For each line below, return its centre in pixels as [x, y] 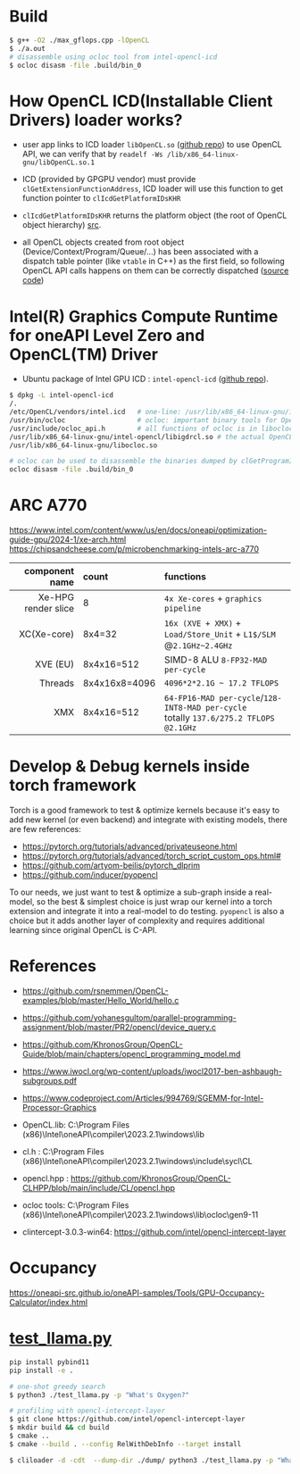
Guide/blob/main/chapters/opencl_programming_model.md [131, 1054]
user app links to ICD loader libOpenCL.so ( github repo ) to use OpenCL [152, 145]
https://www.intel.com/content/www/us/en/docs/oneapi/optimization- [138, 530]
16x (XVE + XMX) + [203, 623]
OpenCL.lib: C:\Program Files [76, 1125]
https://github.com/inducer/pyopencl [90, 875]
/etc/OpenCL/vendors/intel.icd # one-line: [95, 412]
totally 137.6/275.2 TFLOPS [219, 718]
